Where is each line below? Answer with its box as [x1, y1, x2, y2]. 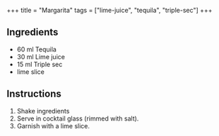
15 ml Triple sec [16, 60, 63, 68]
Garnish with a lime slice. [16, 121, 90, 130]
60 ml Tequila [16, 45, 57, 54]
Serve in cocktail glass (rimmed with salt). [16, 114, 139, 123]
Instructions [6, 88, 61, 100]
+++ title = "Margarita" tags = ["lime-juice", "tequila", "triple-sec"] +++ [6, 6, 213, 14]
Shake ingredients [16, 106, 70, 115]
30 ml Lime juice [16, 52, 65, 61]
